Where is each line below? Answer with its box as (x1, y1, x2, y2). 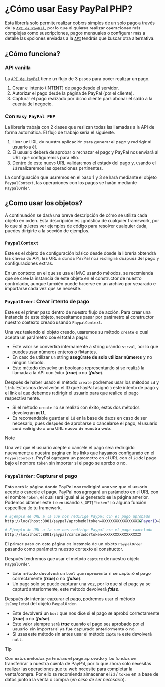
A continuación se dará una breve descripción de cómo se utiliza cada (5, 212, 147, 218)
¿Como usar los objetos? (5, 199, 82, 207)
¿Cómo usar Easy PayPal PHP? (5, 3, 133, 15)
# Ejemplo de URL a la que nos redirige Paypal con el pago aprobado (5, 514, 151, 519)
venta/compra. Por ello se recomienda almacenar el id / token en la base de (5, 671, 159, 677)
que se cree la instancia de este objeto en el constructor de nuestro (5, 275, 142, 281)
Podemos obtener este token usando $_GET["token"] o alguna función (5, 499, 147, 505)
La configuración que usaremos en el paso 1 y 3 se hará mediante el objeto (5, 174, 157, 180)
